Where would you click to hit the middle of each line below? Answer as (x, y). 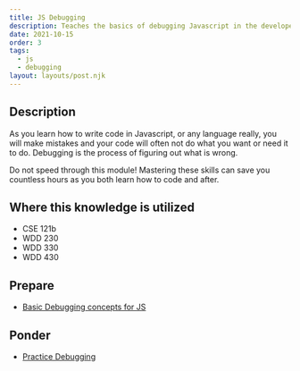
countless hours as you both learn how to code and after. (114, 179)
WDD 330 (40, 248)
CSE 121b (39, 229)
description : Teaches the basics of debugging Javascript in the (133, 26)
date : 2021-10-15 (42, 34)
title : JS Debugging (48, 17)
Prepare (32, 286)
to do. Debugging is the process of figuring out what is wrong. (124, 152)
